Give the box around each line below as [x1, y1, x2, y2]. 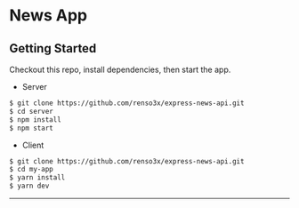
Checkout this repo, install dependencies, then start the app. [9, 64, 231, 75]
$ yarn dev [9, 181, 50, 191]
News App [9, 5, 87, 26]
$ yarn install [9, 173, 66, 182]
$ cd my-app [9, 165, 53, 174]
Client [21, 140, 44, 150]
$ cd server [9, 107, 53, 116]
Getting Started [9, 41, 97, 56]
